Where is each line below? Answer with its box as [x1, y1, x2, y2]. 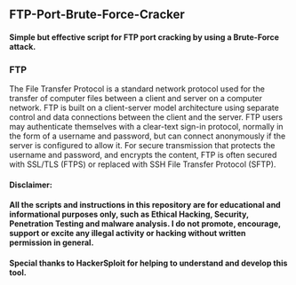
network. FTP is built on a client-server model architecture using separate [9, 102, 280, 114]
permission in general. [9, 237, 94, 248]
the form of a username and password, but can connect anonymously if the [9, 131, 286, 141]
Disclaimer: [9, 179, 53, 190]
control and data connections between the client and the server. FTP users [9, 112, 283, 123]
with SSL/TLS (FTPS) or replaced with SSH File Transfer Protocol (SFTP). [9, 159, 276, 170]
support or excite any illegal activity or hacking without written [9, 228, 246, 239]
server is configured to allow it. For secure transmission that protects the [9, 140, 276, 151]
